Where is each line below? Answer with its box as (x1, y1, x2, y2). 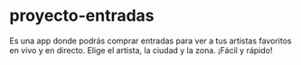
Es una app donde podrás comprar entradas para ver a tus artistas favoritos (9, 35, 292, 46)
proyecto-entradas (9, 5, 155, 26)
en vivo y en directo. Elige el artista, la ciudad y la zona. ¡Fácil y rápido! (9, 44, 273, 55)
